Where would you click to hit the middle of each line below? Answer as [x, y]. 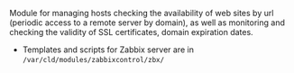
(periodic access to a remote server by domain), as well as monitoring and [147, 23]
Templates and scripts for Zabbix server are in [108, 50]
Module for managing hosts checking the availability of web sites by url [142, 13]
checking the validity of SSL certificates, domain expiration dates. [132, 32]
